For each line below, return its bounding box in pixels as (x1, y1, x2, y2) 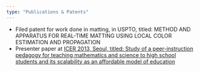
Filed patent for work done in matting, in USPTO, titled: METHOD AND (15, 25, 191, 33)
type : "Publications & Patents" (6, 8, 89, 15)
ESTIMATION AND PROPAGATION (15, 38, 101, 46)
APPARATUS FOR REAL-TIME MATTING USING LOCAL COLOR (15, 32, 172, 39)
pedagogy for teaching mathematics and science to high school (15, 51, 176, 58)
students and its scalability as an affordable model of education (15, 58, 176, 65)
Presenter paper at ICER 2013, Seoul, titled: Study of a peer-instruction (15, 45, 194, 52)
